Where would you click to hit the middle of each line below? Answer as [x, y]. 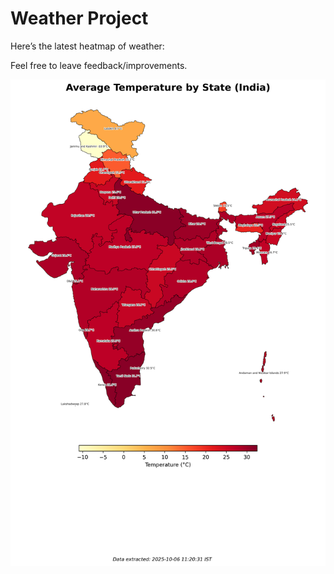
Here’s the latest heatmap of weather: [87, 46]
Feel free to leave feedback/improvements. [99, 65]
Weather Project [79, 18]
